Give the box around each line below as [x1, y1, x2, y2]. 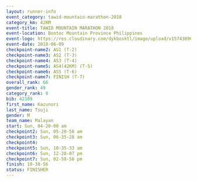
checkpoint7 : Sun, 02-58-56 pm [6, 156, 83, 162]
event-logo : [6, 36, 35, 42]
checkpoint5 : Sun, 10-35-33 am [6, 145, 83, 151]
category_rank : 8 [6, 90, 49, 96]
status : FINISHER [6, 167, 49, 173]
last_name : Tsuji [6, 107, 49, 113]
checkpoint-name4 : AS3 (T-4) [6, 58, 77, 63]
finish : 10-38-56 [6, 161, 49, 167]
